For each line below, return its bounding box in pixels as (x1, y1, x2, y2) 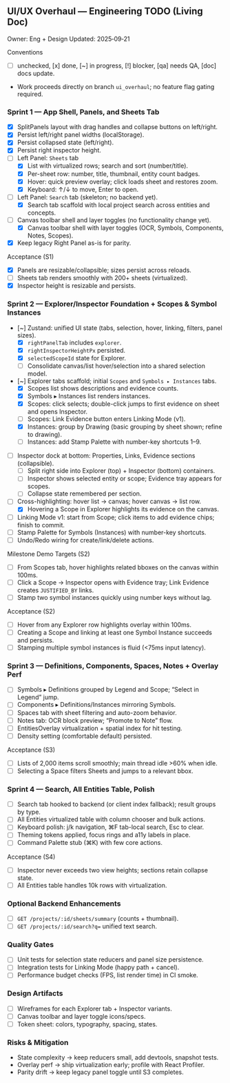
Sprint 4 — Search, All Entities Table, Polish (7, 784, 155, 794)
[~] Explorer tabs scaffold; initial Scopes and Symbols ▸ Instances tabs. (17, 376, 217, 385)
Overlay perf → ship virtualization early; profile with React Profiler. (17, 1061, 205, 1069)
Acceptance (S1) (7, 253, 54, 261)
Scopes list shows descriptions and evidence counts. (27, 384, 179, 392)
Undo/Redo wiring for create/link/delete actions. (17, 536, 154, 544)
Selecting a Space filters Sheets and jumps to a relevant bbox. (17, 766, 194, 775)
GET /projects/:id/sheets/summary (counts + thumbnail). (17, 914, 179, 922)
